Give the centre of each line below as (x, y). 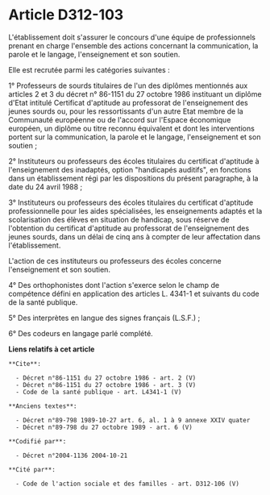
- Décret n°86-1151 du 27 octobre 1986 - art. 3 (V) (106, 385)
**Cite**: (25, 364)
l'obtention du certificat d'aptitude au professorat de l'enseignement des (129, 228)
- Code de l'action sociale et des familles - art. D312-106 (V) (128, 484)
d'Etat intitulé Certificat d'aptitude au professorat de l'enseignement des (128, 102)
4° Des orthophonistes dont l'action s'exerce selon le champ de (114, 285)
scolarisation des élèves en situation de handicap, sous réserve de (119, 219)
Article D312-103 (66, 15)
